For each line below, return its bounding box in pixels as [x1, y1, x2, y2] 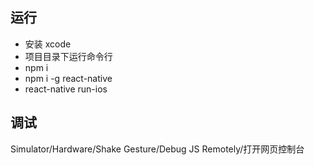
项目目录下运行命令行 [24, 50, 113, 62]
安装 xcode [24, 38, 72, 50]
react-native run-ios [24, 83, 108, 95]
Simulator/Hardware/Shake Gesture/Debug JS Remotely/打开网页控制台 [10, 143, 305, 155]
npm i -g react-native [24, 72, 113, 84]
